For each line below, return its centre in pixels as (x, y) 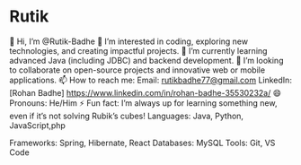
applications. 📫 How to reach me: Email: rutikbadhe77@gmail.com (133, 80)
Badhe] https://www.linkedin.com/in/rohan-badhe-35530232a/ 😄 (159, 92)
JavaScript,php (37, 125)
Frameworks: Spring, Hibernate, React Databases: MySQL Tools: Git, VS (142, 143)
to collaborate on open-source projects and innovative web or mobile (137, 70)
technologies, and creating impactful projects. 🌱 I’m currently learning (138, 50)
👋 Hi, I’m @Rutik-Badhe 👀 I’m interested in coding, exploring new (129, 41)
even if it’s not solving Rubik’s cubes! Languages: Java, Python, (127, 116)
